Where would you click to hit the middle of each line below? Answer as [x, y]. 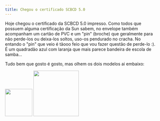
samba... [14, 54]
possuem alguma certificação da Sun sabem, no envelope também [72, 28]
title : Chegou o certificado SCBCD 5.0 [45, 9]
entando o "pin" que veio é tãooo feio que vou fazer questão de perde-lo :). [80, 44]
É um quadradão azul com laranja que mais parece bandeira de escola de [78, 49]
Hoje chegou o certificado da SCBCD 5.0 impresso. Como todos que [73, 23]
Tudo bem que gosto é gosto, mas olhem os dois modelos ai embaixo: [75, 64]
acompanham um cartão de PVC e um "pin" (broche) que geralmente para [79, 34]
